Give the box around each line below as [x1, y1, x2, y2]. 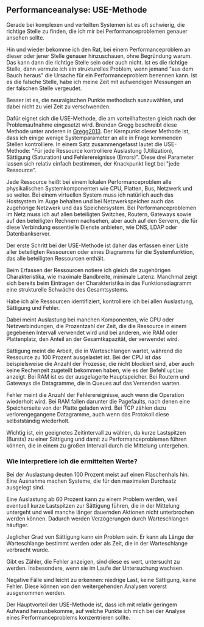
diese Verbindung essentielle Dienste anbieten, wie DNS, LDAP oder [6, 223, 178, 231]
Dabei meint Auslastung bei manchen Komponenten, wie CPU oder [6, 316, 175, 323]
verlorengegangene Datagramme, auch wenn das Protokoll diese [6, 410, 169, 418]
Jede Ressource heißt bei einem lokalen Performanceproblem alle [6, 178, 172, 185]
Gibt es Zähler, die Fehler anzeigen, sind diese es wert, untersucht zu [6, 558, 180, 566]
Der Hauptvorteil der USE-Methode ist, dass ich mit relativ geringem [6, 601, 178, 608]
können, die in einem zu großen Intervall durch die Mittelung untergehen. [6, 441, 189, 449]
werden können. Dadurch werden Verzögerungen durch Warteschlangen [6, 515, 189, 522]
